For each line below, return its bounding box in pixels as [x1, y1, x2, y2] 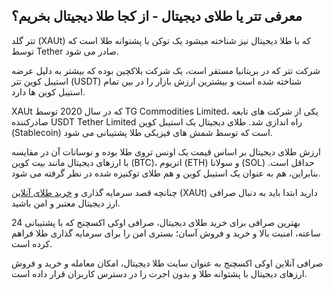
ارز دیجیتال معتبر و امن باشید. [11, 197, 121, 209]
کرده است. [11, 237, 53, 249]
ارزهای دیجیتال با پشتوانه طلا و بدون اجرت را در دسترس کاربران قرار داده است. [11, 267, 308, 279]
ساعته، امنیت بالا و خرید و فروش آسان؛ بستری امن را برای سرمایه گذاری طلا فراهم [11, 227, 321, 239]
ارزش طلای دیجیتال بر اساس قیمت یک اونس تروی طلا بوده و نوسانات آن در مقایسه [11, 145, 321, 158]
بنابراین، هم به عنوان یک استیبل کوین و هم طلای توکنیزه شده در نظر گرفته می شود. [11, 167, 321, 179]
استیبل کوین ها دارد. [11, 85, 86, 98]
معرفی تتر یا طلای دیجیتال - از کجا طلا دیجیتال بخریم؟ [11, 8, 303, 25]
